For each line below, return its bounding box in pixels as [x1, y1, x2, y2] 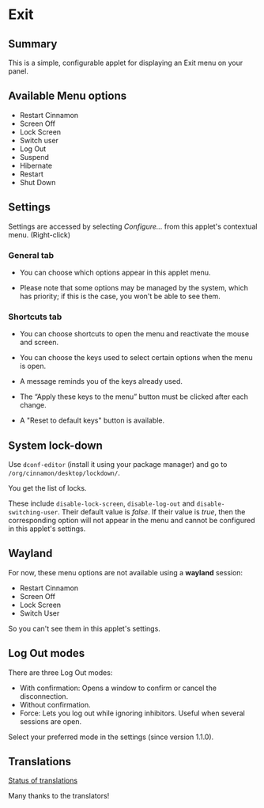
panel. [8, 66, 29, 76]
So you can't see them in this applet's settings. [8, 624, 160, 633]
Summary [8, 37, 58, 51]
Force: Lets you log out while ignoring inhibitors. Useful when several [19, 708, 245, 718]
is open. [19, 362, 46, 371]
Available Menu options [8, 89, 127, 103]
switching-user [8, 509, 58, 517]
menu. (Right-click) [8, 230, 71, 239]
